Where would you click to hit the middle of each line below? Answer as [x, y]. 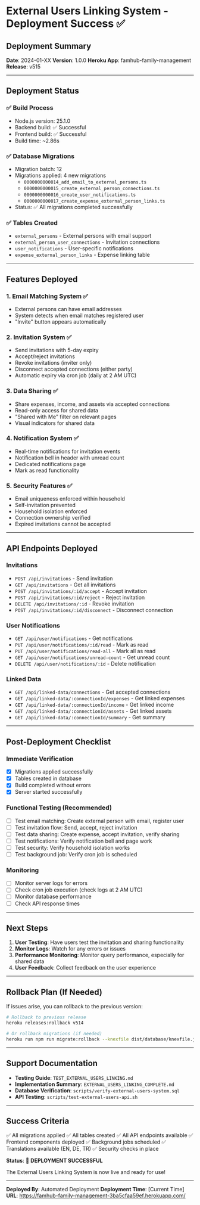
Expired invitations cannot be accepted [63, 524]
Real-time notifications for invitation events [68, 451]
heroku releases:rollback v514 [45, 1023]
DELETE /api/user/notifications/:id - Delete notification [85, 664]
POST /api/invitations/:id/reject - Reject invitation [80, 597]
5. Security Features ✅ [39, 486]
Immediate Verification [40, 759]
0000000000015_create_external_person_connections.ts [92, 188]
